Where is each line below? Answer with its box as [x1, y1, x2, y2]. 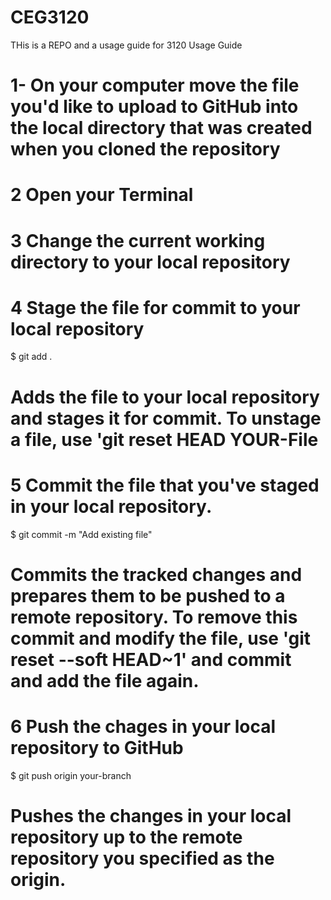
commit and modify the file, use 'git [10, 627, 312, 650]
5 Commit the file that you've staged [10, 474, 320, 496]
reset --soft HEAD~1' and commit [10, 648, 292, 671]
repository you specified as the [10, 847, 275, 870]
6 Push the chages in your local [10, 715, 277, 738]
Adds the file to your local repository [10, 386, 320, 408]
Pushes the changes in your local [10, 804, 292, 827]
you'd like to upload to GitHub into [10, 96, 299, 118]
